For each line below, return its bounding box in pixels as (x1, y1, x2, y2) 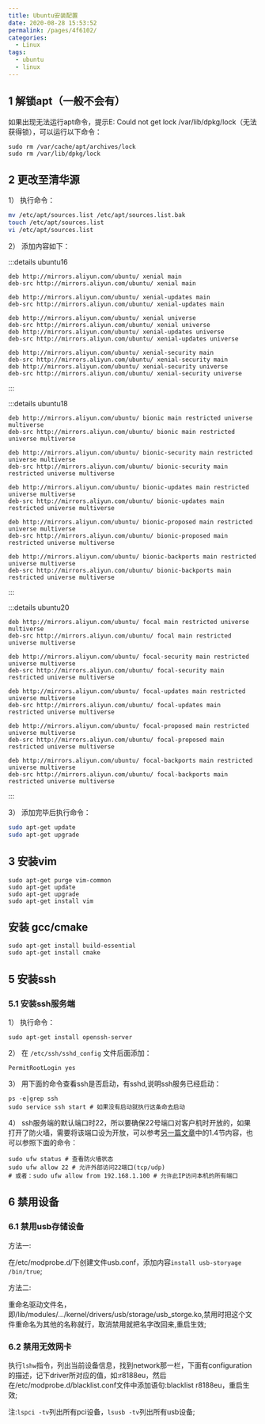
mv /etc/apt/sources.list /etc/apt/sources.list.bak (8, 211, 186, 219)
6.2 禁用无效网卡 (8, 1341, 72, 1352)
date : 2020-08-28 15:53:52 (8, 19, 97, 27)
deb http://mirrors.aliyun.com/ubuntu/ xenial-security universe (8, 363, 228, 371)
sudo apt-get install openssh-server (8, 1034, 133, 1041)
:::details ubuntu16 (8, 257, 69, 266)
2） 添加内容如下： (8, 242, 70, 250)
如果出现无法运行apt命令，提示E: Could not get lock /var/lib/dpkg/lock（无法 (8, 116, 257, 127)
